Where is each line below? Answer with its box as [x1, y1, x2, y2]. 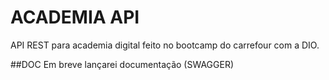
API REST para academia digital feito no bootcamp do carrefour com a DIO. [10, 39, 320, 51]
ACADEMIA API [10, 6, 140, 29]
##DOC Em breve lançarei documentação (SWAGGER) [10, 58, 235, 70]
